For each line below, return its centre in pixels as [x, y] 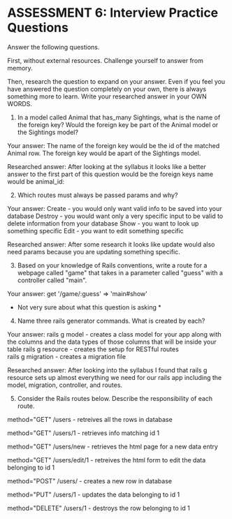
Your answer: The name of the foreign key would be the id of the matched [114, 145]
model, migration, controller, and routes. [65, 385]
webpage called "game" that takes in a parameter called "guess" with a [120, 272]
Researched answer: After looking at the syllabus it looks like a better [107, 166]
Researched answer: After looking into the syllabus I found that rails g [107, 370]
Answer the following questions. [53, 47]
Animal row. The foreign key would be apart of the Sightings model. [104, 153]
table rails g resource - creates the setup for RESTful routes [93, 349]
